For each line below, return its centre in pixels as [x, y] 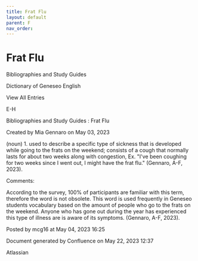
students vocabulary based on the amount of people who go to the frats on [98, 205]
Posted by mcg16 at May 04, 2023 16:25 [56, 229]
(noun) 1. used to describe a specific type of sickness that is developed [94, 144]
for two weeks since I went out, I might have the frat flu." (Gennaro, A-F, [95, 163]
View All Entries [25, 98]
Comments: [20, 181]
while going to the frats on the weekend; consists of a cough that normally [98, 151]
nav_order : [20, 28]
